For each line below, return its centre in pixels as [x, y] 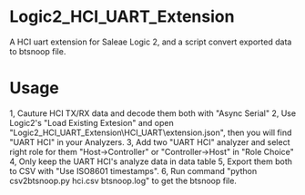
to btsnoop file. [38, 51]
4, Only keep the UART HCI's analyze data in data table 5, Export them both [151, 161]
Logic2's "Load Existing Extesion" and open [92, 122]
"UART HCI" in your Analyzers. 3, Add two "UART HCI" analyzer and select [150, 141]
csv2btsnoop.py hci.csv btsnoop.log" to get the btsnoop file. [123, 180]
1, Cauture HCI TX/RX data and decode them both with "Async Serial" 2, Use [153, 113]
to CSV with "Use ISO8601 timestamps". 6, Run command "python [133, 171]
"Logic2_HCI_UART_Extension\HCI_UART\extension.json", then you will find [151, 132]
